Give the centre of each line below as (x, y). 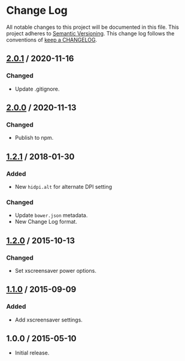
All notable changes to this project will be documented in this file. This (93, 27)
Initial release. (32, 353)
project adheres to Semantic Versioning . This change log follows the (90, 33)
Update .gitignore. (37, 89)
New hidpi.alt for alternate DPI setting (63, 187)
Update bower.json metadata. (51, 215)
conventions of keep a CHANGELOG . (52, 40)
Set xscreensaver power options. (56, 270)
